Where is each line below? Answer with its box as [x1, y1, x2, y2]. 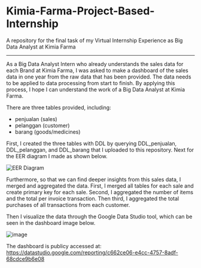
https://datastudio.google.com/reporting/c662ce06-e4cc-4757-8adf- [6, 249, 178, 256]
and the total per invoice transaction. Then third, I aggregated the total [6, 195, 179, 202]
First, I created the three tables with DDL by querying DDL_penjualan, [6, 140, 177, 147]
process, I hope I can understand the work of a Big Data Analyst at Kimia [6, 86, 185, 93]
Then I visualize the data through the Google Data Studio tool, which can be [6, 213, 193, 220]
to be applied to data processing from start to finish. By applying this [6, 79, 175, 86]
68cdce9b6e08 [6, 255, 45, 262]
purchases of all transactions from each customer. [6, 201, 130, 208]
